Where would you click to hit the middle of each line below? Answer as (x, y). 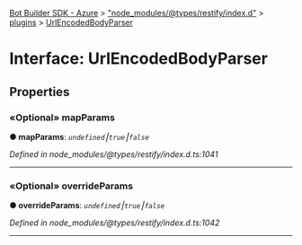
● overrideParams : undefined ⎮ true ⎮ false (87, 206)
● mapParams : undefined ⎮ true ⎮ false (80, 136)
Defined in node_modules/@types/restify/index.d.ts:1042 (115, 223)
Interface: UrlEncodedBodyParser (138, 59)
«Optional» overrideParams (71, 186)
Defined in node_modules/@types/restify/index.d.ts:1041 (114, 154)
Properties (40, 92)
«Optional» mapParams (62, 118)
